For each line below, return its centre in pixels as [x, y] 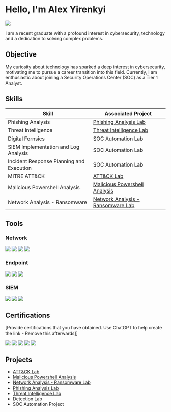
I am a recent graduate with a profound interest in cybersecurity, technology [85, 33]
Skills [14, 99]
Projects [19, 360]
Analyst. [14, 83]
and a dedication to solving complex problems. [54, 38]
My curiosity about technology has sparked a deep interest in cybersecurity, [85, 67]
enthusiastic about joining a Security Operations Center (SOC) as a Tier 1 [81, 77]
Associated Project [128, 113]
